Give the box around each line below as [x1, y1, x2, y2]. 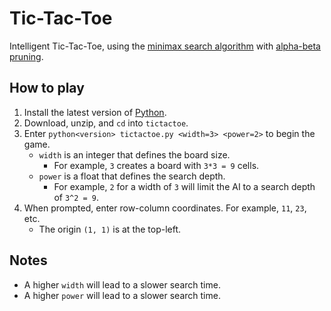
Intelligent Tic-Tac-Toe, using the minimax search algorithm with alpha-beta [9, 40, 321, 52]
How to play [9, 80, 85, 97]
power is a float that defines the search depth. [38, 170, 226, 182]
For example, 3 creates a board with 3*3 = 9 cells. [53, 159, 260, 171]
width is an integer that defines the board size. [38, 148, 231, 161]
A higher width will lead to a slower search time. [23, 278, 221, 291]
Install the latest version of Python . [23, 106, 167, 118]
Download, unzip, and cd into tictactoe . [23, 117, 189, 129]
